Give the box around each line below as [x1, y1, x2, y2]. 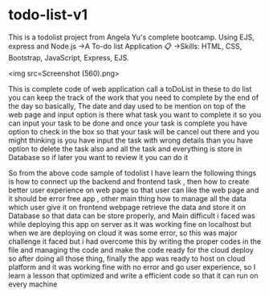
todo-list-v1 [8, 6, 88, 24]
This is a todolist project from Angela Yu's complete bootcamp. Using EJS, [8, 32, 255, 42]
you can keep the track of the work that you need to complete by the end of [8, 93, 259, 102]
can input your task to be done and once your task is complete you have [8, 118, 247, 128]
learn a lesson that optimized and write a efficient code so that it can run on [8, 270, 259, 280]
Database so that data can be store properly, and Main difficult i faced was [8, 211, 255, 221]
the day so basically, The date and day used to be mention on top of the [8, 101, 247, 110]
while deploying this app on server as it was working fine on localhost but [8, 219, 252, 229]
